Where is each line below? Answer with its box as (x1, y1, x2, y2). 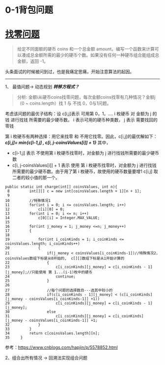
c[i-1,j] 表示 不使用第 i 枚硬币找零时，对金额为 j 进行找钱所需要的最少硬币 (12, 150, 160, 156)
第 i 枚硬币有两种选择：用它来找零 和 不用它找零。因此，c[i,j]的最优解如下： (5, 134, 158, 140)
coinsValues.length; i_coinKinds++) (5, 241, 80, 246)
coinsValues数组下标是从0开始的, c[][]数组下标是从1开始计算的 (5, 256, 125, 261)
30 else (5, 309, 56, 314)
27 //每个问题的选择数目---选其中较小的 (5, 288, 113, 293)
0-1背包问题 (5, 4, 54, 16)
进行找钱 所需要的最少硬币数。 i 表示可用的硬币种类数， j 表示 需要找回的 (10, 117, 158, 123)
